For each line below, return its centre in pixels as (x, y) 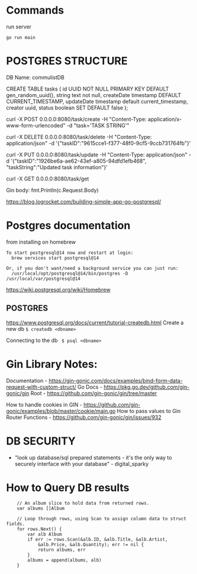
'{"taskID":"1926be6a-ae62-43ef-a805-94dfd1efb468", (79, 161)
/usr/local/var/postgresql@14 (43, 279)
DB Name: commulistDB (35, 77)
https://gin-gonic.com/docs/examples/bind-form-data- (116, 380)
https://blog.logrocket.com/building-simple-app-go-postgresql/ (84, 201)
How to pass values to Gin (149, 411)
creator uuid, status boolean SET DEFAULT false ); (67, 108)
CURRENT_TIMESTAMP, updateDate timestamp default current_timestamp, (97, 101)
